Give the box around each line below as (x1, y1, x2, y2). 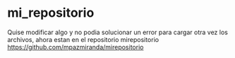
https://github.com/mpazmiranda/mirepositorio (7, 43, 144, 51)
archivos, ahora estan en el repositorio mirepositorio (7, 35, 159, 43)
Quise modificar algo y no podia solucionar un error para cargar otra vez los (7, 28, 228, 36)
